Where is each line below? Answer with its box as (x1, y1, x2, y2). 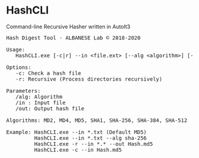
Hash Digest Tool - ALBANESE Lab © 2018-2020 (6, 34, 141, 41)
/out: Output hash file (15, 105, 85, 112)
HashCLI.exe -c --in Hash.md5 (34, 146, 122, 153)
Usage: (6, 46, 25, 53)
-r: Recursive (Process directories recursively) (15, 75, 163, 83)
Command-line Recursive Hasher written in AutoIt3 (6, 23, 130, 30)
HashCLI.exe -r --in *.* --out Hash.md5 (34, 140, 153, 147)
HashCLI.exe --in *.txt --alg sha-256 (34, 134, 147, 141)
